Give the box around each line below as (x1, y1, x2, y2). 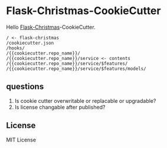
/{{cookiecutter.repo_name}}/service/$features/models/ (6, 66, 146, 72)
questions (6, 82, 44, 92)
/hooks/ (6, 45, 25, 51)
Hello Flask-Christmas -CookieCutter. (6, 23, 96, 31)
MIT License (6, 136, 37, 143)
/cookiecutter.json (6, 40, 54, 46)
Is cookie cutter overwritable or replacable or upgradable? (14, 97, 156, 104)
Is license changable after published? (14, 103, 106, 110)
